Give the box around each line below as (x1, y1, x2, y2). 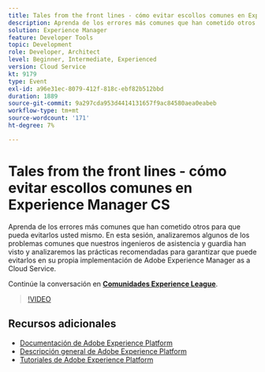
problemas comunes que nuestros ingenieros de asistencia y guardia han (8, 238, 247, 248)
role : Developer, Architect (8, 48, 101, 56)
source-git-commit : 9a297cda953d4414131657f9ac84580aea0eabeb (8, 99, 217, 107)
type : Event (8, 77, 47, 85)
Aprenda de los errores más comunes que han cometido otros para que (8, 221, 241, 231)
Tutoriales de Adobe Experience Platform (19, 355, 154, 364)
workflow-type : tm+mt (8, 107, 80, 115)
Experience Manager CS (8, 195, 171, 214)
